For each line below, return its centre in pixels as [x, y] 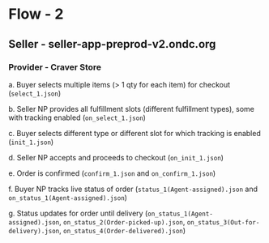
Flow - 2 [36, 14]
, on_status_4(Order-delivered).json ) [123, 230]
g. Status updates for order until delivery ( [78, 213]
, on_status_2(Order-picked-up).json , [122, 222]
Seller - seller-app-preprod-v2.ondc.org [112, 44]
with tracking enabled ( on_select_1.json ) [77, 117]
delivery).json [34, 231]
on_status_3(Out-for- [223, 222]
